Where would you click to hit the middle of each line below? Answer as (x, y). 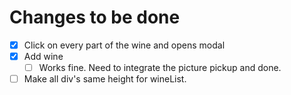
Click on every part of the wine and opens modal (124, 45)
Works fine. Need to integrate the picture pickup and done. (160, 68)
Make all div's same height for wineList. (105, 79)
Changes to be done (95, 17)
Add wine (43, 56)
